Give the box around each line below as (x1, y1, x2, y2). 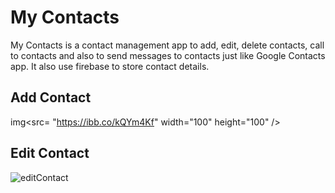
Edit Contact (10, 145, 90, 162)
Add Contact (10, 89, 92, 106)
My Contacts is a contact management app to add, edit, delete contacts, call (10, 39, 325, 51)
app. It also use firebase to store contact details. (10, 60, 210, 72)
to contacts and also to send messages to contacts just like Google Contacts (10, 49, 326, 61)
